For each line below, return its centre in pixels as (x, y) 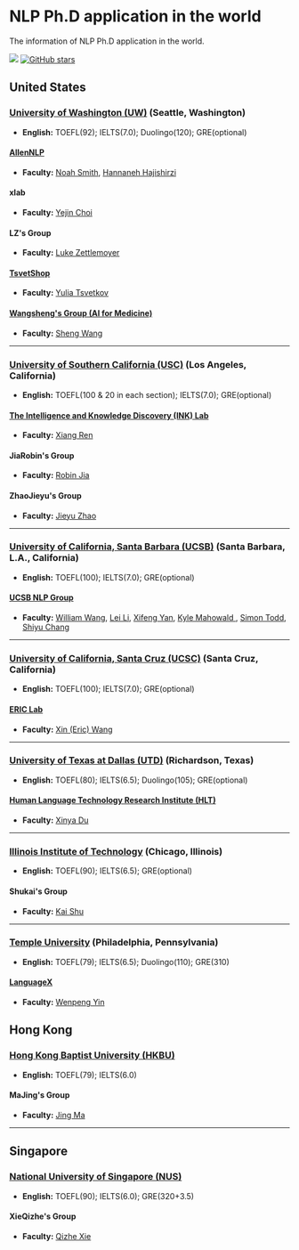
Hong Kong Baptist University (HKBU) (92, 1055)
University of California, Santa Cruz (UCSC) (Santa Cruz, (134, 658)
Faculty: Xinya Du (55, 820)
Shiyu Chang (45, 627)
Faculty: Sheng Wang (62, 333)
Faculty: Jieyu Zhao (59, 515)
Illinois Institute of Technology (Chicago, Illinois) (116, 851)
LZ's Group (30, 232)
